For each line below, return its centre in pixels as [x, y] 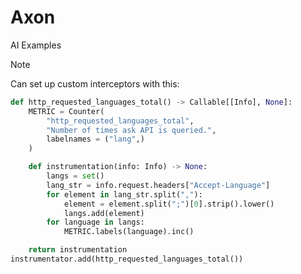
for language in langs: [95, 222]
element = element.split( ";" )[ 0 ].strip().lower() [169, 204]
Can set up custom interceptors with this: [95, 83]
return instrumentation [78, 250]
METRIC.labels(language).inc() [129, 232]
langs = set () [75, 176]
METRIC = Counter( [66, 111]
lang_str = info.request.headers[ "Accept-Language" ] [158, 185]
